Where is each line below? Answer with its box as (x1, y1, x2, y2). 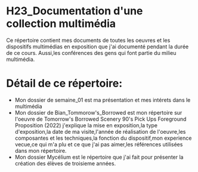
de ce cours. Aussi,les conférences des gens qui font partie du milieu (6, 49, 177, 56)
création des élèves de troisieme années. (14, 159, 116, 167)
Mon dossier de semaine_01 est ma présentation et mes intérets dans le (14, 96, 191, 103)
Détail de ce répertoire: (6, 76, 123, 90)
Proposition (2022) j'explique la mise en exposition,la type (14, 121, 158, 129)
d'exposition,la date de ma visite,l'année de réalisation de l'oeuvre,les (14, 128, 186, 135)
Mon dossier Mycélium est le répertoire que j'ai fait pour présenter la (14, 153, 184, 161)
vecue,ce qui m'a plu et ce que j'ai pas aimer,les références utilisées (14, 140, 183, 148)
